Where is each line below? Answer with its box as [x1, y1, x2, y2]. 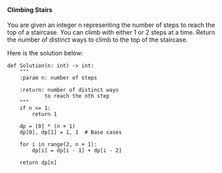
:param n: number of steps [19, 75, 98, 82]
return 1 [32, 111, 57, 118]
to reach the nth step [44, 93, 110, 100]
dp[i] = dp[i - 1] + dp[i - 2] [32, 147, 122, 154]
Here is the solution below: [7, 49, 84, 57]
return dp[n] [19, 159, 57, 166]
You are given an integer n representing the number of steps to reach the [7, 21, 216, 29]
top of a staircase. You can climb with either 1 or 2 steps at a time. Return [7, 28, 216, 37]
